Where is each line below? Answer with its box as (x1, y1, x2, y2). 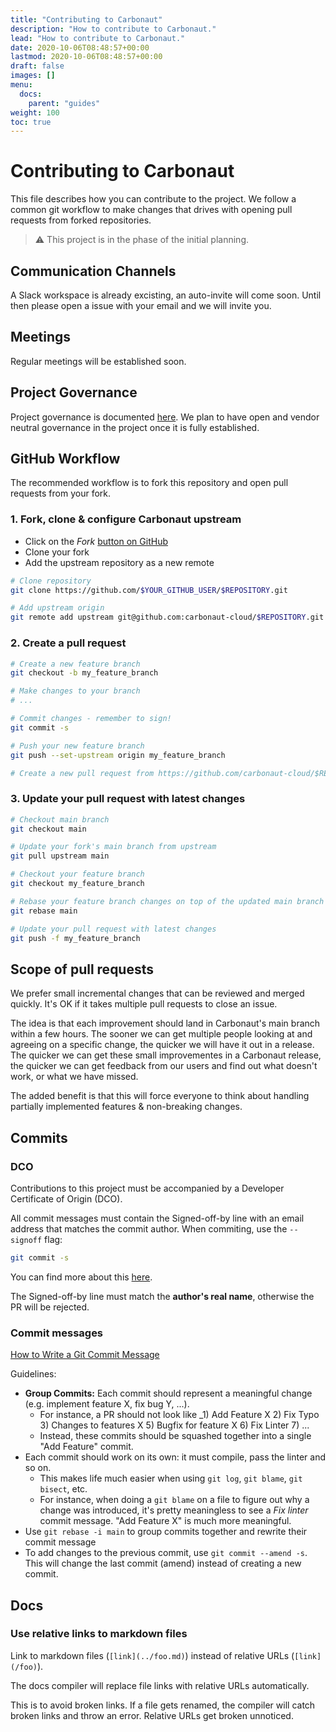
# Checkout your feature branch (10, 869, 145, 880)
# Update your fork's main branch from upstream (10, 842, 217, 852)
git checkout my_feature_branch (10, 879, 145, 889)
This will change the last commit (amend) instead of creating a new (24, 1557, 302, 1570)
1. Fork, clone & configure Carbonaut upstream (10, 512, 242, 526)
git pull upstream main (10, 851, 110, 861)
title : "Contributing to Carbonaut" (10, 14, 163, 25)
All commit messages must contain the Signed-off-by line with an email (10, 1212, 305, 1224)
